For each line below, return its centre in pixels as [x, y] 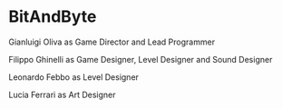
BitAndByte [53, 17]
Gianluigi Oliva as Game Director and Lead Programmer [112, 42]
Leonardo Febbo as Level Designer [74, 77]
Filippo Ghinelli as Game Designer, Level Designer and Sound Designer [141, 59]
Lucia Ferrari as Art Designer [62, 94]
